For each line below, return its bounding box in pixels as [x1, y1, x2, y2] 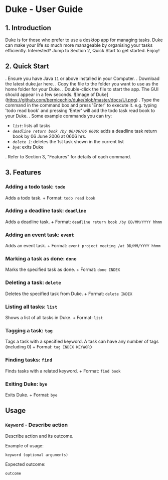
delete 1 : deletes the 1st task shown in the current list [12, 138, 124, 144]
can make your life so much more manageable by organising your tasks [5, 42, 153, 48]
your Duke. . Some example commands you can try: [5, 113, 112, 119]
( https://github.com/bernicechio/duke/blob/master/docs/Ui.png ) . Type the [5, 97, 159, 103]
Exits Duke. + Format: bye [5, 392, 58, 398]
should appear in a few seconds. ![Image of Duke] [5, 91, 109, 98]
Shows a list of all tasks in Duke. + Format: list [5, 314, 103, 320]
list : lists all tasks [12, 122, 51, 129]
